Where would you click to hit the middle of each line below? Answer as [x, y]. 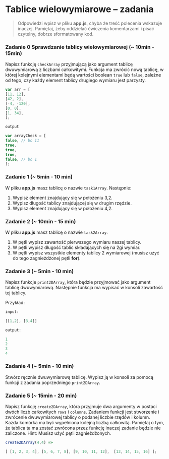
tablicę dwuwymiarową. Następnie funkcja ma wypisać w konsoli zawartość [84, 288]
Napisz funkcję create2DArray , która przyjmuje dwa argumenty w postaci [81, 406]
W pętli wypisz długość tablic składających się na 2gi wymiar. [76, 247]
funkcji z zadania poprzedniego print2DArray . [53, 382]
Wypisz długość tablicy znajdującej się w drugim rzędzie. [72, 203]
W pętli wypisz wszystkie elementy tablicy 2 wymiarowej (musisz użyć [86, 252]
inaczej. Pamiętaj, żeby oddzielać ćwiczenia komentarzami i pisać [86, 28]
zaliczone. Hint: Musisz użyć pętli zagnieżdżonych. [58, 433]
